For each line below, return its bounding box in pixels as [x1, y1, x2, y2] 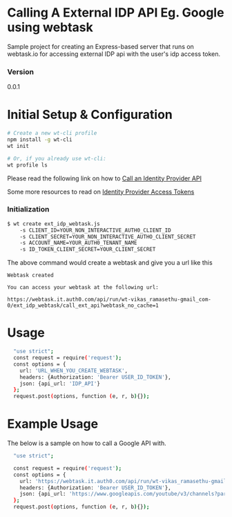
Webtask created [7, 272, 54, 279]
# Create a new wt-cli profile [7, 130, 97, 137]
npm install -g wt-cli [7, 136, 72, 143]
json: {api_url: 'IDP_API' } [19, 380, 100, 387]
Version [7, 67, 35, 77]
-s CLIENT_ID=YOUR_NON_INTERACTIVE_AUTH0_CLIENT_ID [19, 227, 171, 234]
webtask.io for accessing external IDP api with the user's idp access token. [7, 50, 221, 58]
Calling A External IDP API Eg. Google [7, 5, 224, 21]
